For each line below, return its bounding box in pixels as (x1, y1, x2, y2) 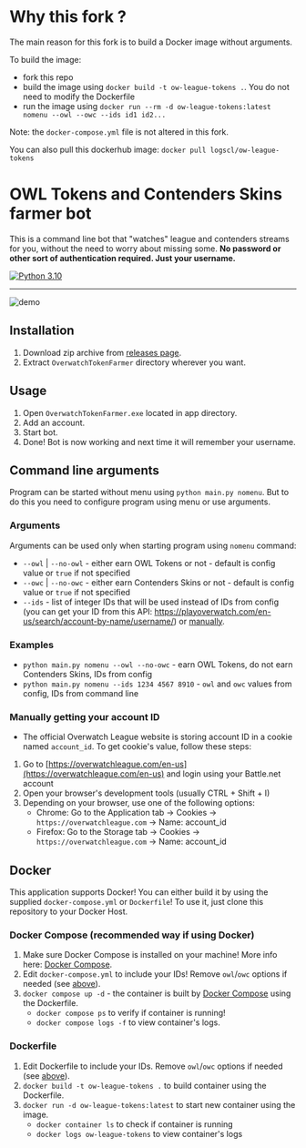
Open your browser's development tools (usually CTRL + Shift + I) (22, 787, 270, 798)
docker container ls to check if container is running (36, 1118, 234, 1130)
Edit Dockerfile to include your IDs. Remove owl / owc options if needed (22, 1061, 284, 1072)
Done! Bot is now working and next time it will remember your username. (22, 436, 296, 447)
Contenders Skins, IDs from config (22, 668, 153, 679)
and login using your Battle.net (166, 768, 281, 779)
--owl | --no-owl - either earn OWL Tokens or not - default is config (22, 557, 276, 568)
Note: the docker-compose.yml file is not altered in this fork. (9, 126, 229, 137)
